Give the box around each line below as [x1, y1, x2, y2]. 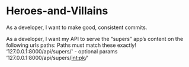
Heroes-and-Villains [6, 4, 108, 18]
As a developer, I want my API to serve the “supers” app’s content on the [6, 35, 184, 42]
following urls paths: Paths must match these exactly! [6, 42, 137, 49]
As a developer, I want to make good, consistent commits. [6, 24, 148, 31]
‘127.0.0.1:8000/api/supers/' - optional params [6, 47, 118, 55]
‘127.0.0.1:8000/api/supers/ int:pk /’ [6, 54, 89, 61]
